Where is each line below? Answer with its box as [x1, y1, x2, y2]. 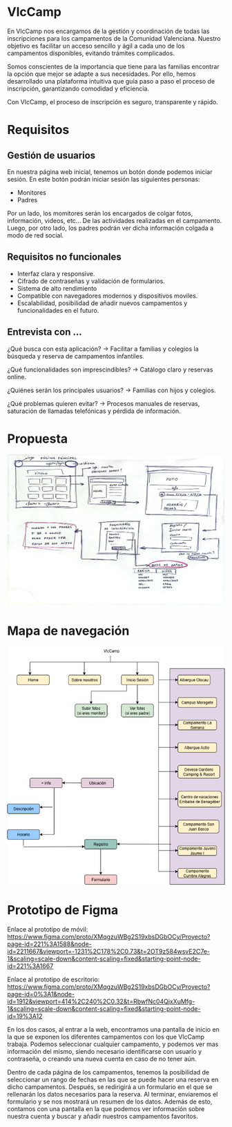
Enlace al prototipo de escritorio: [7, 975, 100, 983]
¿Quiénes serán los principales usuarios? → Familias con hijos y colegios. [7, 386, 216, 394]
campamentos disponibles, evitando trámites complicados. [7, 49, 175, 57]
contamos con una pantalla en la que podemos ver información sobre [7, 1104, 205, 1112]
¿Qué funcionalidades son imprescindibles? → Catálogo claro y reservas [7, 365, 213, 374]
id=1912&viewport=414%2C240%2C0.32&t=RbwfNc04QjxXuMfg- [7, 997, 195, 1005]
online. [7, 372, 26, 381]
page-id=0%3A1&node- [7, 990, 75, 998]
